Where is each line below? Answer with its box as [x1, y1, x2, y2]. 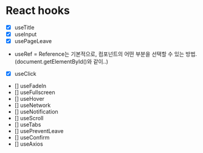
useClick [14, 70, 37, 78]
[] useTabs [14, 121, 41, 128]
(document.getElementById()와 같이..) [14, 58, 109, 66]
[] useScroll [14, 115, 44, 122]
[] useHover [14, 95, 45, 103]
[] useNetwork [14, 101, 51, 109]
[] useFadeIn [14, 83, 47, 90]
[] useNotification [14, 108, 58, 115]
